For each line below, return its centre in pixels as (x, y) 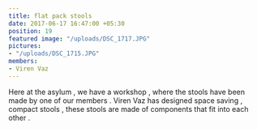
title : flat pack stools (50, 16)
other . (19, 118)
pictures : (25, 46)
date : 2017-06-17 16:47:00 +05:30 (67, 24)
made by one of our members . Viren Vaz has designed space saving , (126, 100)
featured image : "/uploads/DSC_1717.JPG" (79, 39)
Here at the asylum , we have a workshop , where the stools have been (127, 92)
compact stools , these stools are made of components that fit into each (128, 109)
